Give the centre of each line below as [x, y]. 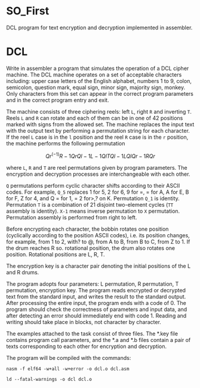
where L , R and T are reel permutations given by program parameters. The [97, 167]
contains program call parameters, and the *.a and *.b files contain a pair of [99, 340]
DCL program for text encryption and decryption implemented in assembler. [99, 28]
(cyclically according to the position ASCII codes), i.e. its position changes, [98, 235]
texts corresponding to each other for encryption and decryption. [87, 346]
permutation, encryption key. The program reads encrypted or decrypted [96, 290]
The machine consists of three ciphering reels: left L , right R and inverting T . [99, 111]
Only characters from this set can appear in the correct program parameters [100, 93]
